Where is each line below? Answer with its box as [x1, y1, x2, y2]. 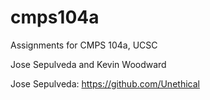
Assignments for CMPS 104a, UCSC [10, 39, 158, 51]
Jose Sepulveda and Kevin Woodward [10, 58, 167, 70]
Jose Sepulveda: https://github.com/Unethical [10, 77, 200, 90]
